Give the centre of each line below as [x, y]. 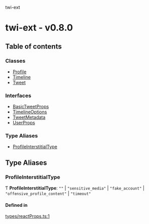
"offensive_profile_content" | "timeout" [48, 194]
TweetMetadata [29, 117]
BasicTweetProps [31, 107]
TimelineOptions [30, 112]
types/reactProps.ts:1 [27, 216]
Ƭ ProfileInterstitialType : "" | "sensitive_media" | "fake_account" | [75, 188]
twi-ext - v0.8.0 [39, 28]
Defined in [16, 205]
